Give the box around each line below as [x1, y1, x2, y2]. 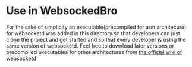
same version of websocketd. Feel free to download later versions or [6, 42, 174, 49]
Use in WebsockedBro [6, 4, 118, 18]
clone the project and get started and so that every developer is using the [6, 36, 186, 43]
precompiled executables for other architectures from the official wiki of [6, 48, 182, 55]
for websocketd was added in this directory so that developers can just [6, 29, 180, 36]
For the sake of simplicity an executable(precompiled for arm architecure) [6, 24, 187, 31]
